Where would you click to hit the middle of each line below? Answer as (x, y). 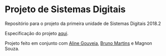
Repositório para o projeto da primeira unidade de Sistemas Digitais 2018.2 (83, 23)
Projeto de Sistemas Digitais (65, 9)
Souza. (12, 48)
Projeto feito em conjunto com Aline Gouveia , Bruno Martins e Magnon (79, 43)
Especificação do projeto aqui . (37, 33)
